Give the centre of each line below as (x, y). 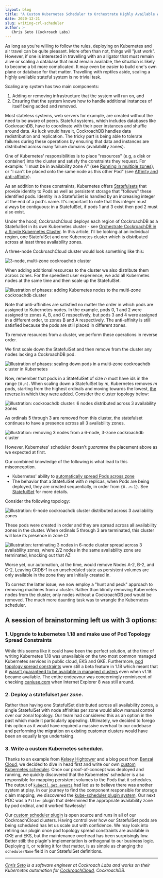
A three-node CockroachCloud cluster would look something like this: (75, 251)
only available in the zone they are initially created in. (58, 575)
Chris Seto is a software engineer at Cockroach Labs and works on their (78, 865)
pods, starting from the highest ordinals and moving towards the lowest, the (81, 389)
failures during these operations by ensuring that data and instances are (77, 141)
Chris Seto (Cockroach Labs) (41, 32)
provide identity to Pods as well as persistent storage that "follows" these (78, 191)
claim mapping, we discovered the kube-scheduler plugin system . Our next (80, 795)
